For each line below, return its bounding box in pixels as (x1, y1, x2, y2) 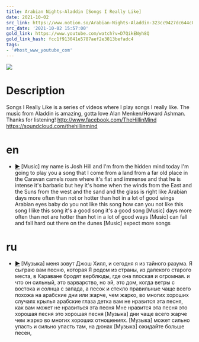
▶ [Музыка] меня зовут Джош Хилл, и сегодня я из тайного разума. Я (14, 260, 192, 267)
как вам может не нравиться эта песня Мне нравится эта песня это (14, 303, 188, 311)
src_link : (6, 20, 31, 25)
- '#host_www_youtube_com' (6, 47, 73, 53)
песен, (14, 329, 32, 336)
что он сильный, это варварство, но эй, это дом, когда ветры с (14, 279, 175, 286)
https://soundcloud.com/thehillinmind (6, 122, 98, 129)
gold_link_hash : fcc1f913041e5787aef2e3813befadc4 (6, 36, 134, 42)
